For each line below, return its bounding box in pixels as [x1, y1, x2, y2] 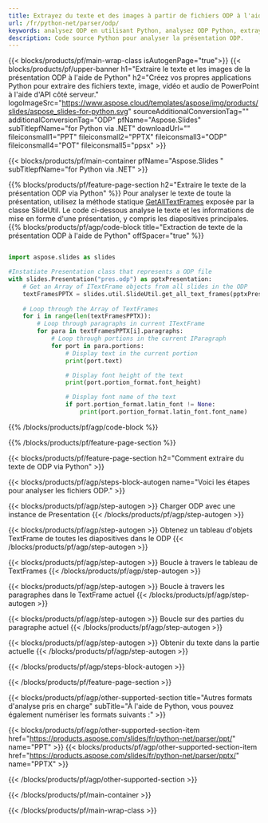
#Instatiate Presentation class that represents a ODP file [8, 268, 213, 276]
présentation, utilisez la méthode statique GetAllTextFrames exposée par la [8, 197, 254, 207]
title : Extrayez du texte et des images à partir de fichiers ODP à [8, 11, 241, 20]
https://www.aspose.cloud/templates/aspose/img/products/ [61, 98, 259, 108]
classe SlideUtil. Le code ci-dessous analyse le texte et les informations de [8, 205, 254, 216]
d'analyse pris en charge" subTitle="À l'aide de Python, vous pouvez [8, 701, 234, 710]
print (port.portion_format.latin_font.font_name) [79, 408, 248, 416]
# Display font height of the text [65, 371, 183, 379]
